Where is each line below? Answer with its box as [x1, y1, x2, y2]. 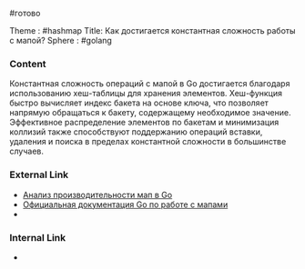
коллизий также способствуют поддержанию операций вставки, [9, 126, 263, 137]
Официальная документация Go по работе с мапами [22, 199, 229, 210]
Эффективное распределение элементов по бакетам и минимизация [9, 117, 280, 128]
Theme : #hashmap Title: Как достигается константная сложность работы [9, 25, 296, 35]
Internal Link [9, 231, 66, 244]
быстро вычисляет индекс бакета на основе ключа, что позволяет [9, 97, 269, 108]
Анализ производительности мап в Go [22, 189, 173, 200]
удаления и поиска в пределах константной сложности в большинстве [9, 136, 287, 147]
